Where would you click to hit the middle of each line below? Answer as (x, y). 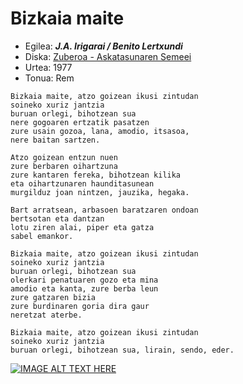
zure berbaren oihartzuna (64, 166)
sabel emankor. (42, 236)
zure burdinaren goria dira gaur (80, 306)
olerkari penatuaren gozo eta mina (84, 280)
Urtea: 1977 (48, 67)
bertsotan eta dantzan (57, 218)
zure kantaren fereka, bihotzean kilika (96, 175)
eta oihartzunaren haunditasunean (82, 183)
